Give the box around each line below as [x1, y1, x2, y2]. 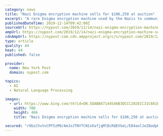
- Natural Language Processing [9, 88, 73, 93]
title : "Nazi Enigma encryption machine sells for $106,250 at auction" [5, 12, 155, 17]
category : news [5, 7, 36, 12]
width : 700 [14, 105, 36, 111]
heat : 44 [5, 48, 23, 52]
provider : [5, 61, 25, 66]
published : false [5, 52, 40, 57]
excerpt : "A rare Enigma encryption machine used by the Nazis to [5, 16, 142, 21]
